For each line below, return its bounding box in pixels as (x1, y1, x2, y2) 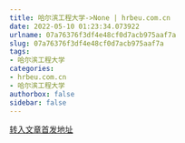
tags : (9, 47, 30, 56)
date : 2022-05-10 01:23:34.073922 (9, 22, 141, 31)
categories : (9, 65, 54, 74)
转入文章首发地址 (9, 124, 73, 135)
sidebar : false (9, 97, 67, 107)
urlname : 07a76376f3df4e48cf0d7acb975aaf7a (9, 30, 177, 39)
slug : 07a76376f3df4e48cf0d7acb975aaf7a (9, 38, 165, 48)
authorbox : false (9, 89, 75, 98)
